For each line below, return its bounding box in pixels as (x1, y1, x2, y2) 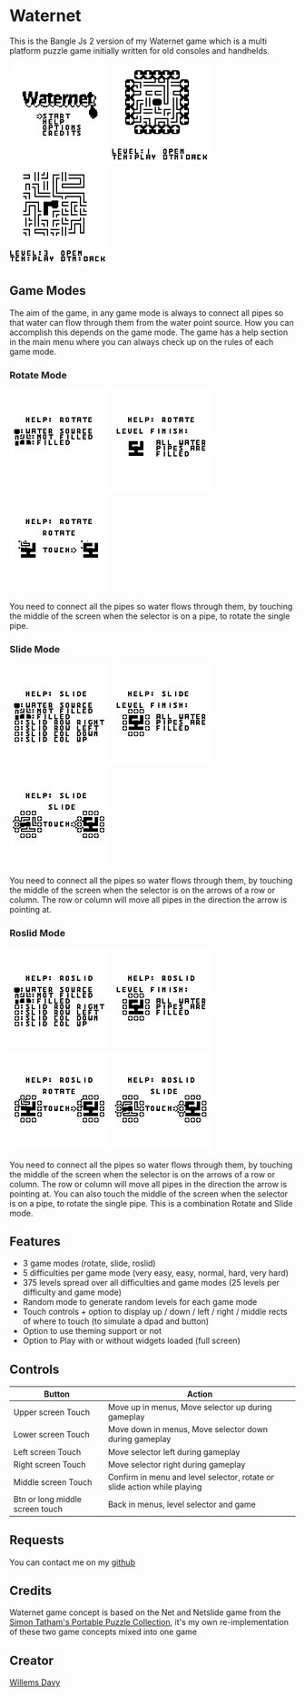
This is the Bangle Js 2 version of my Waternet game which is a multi (9, 35, 268, 46)
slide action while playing (107, 1481, 202, 1492)
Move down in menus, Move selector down (107, 1424, 269, 1435)
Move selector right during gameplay (107, 1459, 246, 1470)
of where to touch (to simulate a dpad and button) (22, 1316, 210, 1327)
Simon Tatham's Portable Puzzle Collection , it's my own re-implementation (9, 1617, 289, 1628)
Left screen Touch (13, 1446, 82, 1457)
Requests (9, 1532, 64, 1548)
